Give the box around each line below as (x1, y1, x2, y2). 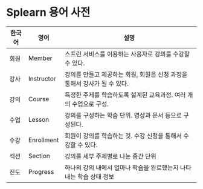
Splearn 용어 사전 (6, 5, 91, 19)
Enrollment (28, 136, 59, 144)
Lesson (28, 115, 50, 124)
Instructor (28, 74, 56, 82)
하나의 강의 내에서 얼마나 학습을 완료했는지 (64, 163, 179, 171)
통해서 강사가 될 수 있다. (64, 79, 129, 88)
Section (28, 151, 50, 160)
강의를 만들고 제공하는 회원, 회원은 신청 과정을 (64, 70, 188, 79)
